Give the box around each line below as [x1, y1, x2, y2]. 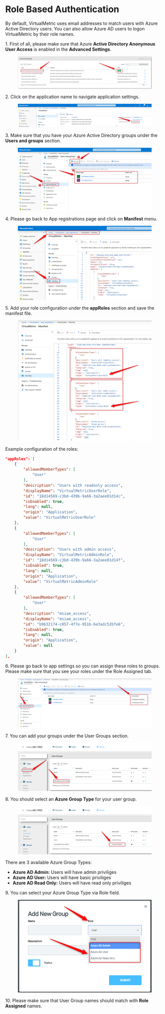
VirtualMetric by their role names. [5, 31, 75, 37]
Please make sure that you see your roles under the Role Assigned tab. [5, 668, 152, 674]
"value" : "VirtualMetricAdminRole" [23, 579, 98, 584]
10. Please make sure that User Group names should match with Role [5, 997, 149, 1003]
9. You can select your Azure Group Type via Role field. [5, 890, 120, 896]
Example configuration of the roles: [5, 446, 78, 452]
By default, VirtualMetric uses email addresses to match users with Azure [5, 20, 158, 26]
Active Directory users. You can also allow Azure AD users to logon [5, 25, 145, 31]
